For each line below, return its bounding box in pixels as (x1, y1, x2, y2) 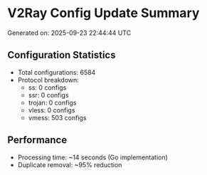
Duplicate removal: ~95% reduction (17, 160, 122, 169)
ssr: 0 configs (28, 90, 69, 99)
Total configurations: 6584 (17, 68, 96, 76)
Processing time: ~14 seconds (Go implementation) (17, 153, 169, 161)
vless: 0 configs (28, 105, 75, 115)
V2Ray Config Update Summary (7, 5, 200, 21)
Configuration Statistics (7, 49, 116, 61)
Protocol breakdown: (17, 75, 80, 84)
